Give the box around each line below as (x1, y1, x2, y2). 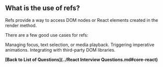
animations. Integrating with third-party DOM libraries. (5, 47, 115, 53)
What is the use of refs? (5, 4, 80, 12)
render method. (5, 22, 37, 28)
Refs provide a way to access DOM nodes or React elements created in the (5, 17, 159, 23)
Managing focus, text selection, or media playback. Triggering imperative (5, 42, 155, 48)
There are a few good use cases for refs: (5, 32, 88, 38)
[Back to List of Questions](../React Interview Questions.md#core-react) (5, 57, 158, 63)
